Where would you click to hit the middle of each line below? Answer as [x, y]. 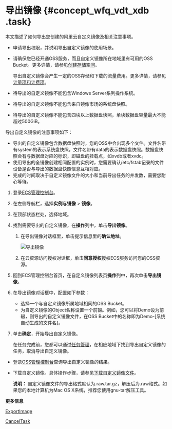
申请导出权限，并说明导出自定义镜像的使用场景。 [64, 47]
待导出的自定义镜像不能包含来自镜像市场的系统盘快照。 [71, 104]
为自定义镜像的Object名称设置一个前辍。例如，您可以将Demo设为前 [92, 310]
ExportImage [19, 411]
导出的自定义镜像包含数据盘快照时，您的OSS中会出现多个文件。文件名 [87, 143]
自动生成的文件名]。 [42, 323]
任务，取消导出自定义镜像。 [42, 351]
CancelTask [18, 421]
